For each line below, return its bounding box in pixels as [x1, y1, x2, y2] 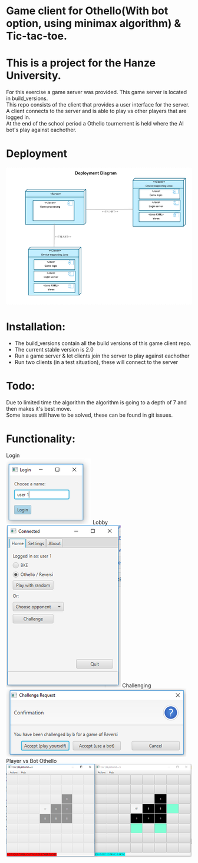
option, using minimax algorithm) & [6, 17, 181, 30]
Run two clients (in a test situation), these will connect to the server [14, 358, 179, 365]
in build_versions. [6, 95, 48, 102]
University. [6, 69, 62, 82]
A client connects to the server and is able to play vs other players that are [6, 108, 187, 115]
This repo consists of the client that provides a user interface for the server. [6, 101, 190, 108]
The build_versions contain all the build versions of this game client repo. [14, 339, 192, 347]
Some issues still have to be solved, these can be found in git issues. [6, 411, 173, 418]
